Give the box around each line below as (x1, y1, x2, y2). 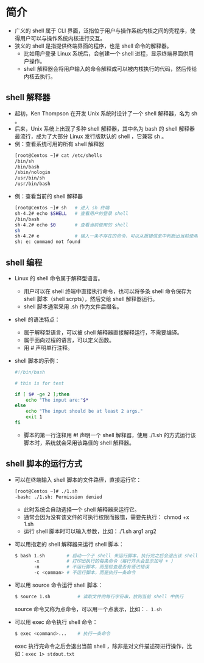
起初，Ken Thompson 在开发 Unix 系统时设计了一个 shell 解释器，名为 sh (14, 109, 198, 117)
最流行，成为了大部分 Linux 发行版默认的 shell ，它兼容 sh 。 (14, 132, 167, 140)
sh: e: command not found (14, 239, 80, 245)
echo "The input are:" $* (26, 397, 89, 403)
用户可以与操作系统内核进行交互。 (19, 34, 106, 42)
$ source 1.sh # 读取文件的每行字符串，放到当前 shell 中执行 (14, 593, 184, 600)
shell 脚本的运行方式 (5, 458, 83, 469)
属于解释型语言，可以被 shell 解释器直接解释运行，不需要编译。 (23, 328, 183, 336)
